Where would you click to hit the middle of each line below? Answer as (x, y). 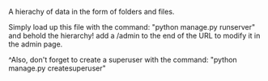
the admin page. (36, 44)
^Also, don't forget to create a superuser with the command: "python (123, 60)
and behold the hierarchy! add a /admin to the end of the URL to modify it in (134, 36)
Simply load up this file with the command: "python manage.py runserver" (132, 27)
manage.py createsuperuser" (57, 68)
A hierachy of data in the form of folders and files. (91, 12)
